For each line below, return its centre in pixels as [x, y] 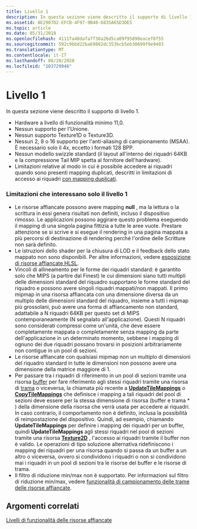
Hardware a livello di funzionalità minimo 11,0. [69, 123]
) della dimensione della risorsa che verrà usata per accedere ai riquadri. [102, 406]
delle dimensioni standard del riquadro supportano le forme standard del [102, 282]
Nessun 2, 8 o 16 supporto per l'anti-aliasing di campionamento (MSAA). [102, 141]
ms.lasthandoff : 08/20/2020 [40, 60]
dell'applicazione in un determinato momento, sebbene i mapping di [96, 338]
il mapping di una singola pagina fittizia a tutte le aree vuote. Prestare [98, 225]
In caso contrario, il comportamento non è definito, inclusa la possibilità [101, 413]
